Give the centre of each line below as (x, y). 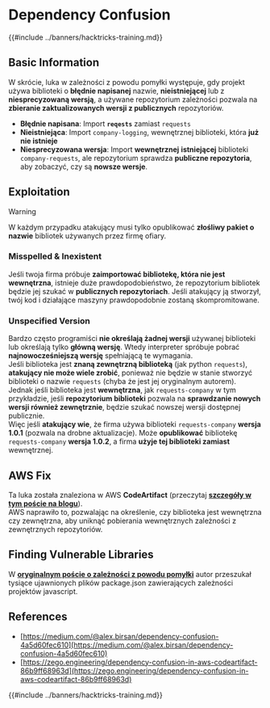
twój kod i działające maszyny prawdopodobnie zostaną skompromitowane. (134, 300)
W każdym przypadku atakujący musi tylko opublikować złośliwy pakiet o (131, 227)
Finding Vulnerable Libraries (81, 555)
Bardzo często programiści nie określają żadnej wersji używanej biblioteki (132, 339)
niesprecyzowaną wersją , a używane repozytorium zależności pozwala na (133, 99)
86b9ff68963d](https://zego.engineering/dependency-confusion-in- (134, 670)
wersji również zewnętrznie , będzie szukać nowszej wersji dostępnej (125, 407)
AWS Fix (30, 476)
